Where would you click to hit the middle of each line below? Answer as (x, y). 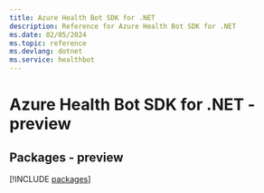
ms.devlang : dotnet (46, 52)
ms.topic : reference (48, 43)
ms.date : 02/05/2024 (48, 34)
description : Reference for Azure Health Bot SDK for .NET (123, 26)
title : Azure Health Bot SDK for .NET (82, 18)
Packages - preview (66, 157)
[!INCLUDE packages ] (50, 179)
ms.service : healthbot (52, 60)
